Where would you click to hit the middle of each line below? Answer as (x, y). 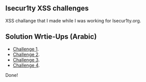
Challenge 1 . (26, 49)
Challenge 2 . (26, 54)
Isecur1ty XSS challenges (47, 8)
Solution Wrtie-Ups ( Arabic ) (51, 37)
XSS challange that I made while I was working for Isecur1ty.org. (73, 20)
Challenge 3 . (26, 60)
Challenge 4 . (26, 65)
